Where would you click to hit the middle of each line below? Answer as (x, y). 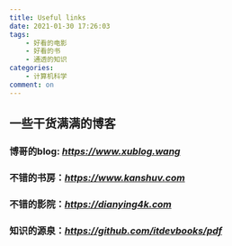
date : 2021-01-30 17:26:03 (60, 26)
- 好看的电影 (46, 43)
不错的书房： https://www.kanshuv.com (98, 178)
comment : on (31, 85)
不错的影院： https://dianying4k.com (91, 204)
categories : (31, 68)
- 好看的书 (43, 51)
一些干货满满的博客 (62, 124)
